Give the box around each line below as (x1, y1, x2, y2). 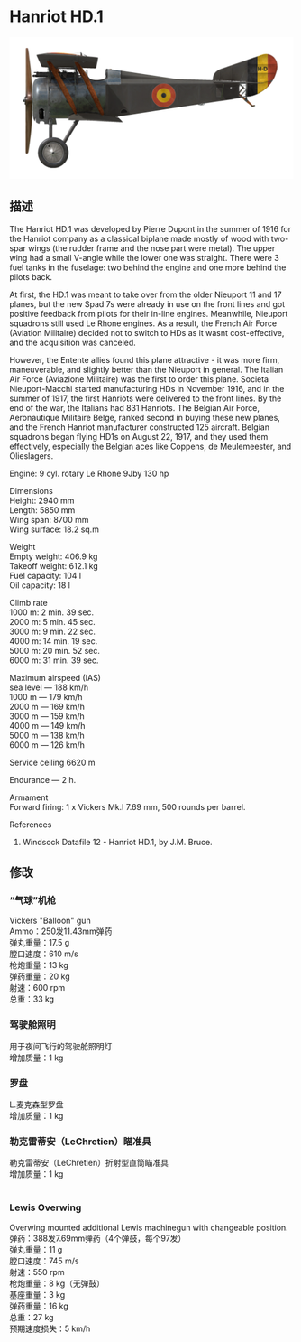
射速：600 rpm (9, 983, 66, 993)
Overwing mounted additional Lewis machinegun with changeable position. (9, 1222, 288, 1233)
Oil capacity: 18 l (9, 580, 70, 591)
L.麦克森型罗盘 (9, 1099, 64, 1110)
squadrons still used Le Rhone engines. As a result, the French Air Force (9, 318, 278, 329)
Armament (9, 792, 49, 803)
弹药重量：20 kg (9, 971, 70, 982)
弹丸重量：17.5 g (9, 937, 70, 948)
